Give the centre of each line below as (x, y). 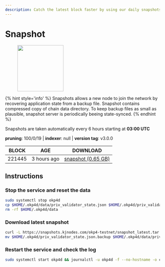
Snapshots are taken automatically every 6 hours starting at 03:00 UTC (77, 129)
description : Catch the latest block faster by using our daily (72, 10)
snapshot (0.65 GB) (87, 159)
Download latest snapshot (37, 222)
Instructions (24, 176)
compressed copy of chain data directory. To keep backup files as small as (81, 108)
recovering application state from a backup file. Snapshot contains (72, 103)
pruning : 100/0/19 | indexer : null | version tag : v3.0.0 (59, 138)
